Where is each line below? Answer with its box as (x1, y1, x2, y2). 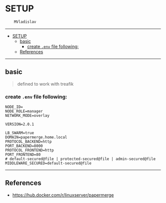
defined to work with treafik (17, 81, 74, 87)
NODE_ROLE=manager (5, 108, 43, 114)
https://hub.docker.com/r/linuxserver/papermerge (12, 192, 114, 198)
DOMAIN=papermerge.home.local (5, 135, 68, 140)
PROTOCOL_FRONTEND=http (5, 148, 54, 152)
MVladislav (14, 19, 37, 24)
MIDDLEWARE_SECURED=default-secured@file (5, 160, 92, 166)
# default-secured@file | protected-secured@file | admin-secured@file (5, 156, 156, 161)
